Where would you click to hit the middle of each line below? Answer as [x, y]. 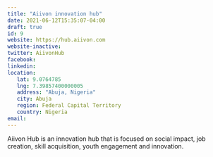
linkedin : [22, 66]
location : [22, 73]
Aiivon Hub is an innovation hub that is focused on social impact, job [107, 139]
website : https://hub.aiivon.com [56, 40]
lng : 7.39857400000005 [50, 86]
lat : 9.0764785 [39, 79]
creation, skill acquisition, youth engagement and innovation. [96, 146]
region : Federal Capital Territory [69, 106]
